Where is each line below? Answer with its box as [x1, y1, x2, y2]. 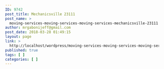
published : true [5, 48, 38, 52]
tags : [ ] [5, 52, 25, 57]
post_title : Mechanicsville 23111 [5, 12, 76, 17]
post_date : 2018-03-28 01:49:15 [5, 30, 71, 34]
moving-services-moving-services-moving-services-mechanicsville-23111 [9, 20, 159, 26]
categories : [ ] [5, 57, 38, 62]
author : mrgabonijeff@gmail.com [5, 25, 71, 30]
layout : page [5, 34, 32, 39]
